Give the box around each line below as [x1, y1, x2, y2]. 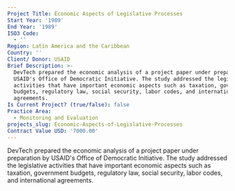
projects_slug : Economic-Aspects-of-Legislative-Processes [7, 120, 183, 128]
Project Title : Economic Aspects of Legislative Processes [7, 10, 183, 17]
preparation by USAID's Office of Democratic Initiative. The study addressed [7, 154, 227, 162]
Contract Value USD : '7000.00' [7, 127, 99, 134]
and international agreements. [7, 176, 94, 185]
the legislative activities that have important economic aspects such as [7, 162, 211, 170]
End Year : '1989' [7, 23, 58, 30]
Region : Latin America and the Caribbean [7, 43, 130, 50]
